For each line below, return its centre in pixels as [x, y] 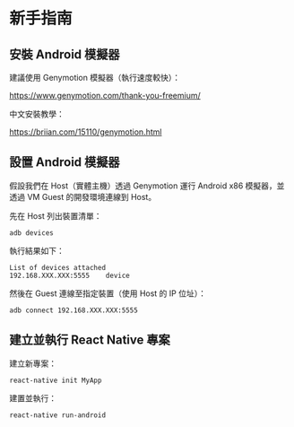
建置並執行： [33, 398]
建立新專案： [33, 363]
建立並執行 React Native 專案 [90, 340]
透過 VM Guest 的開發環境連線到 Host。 [83, 196]
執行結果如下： [37, 250]
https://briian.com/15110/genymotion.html [86, 132]
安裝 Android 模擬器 [65, 54]
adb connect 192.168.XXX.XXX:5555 [74, 310]
